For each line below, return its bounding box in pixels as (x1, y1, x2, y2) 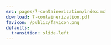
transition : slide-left (11, 30, 69, 36)
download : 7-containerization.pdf (6, 14, 91, 20)
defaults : (6, 25, 30, 31)
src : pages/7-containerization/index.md (6, 8, 106, 15)
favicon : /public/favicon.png (6, 19, 80, 25)
